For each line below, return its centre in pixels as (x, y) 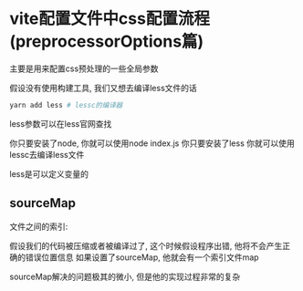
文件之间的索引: (39, 226)
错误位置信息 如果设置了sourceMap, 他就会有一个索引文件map (142, 257)
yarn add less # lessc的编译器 (66, 105)
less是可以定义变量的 (49, 173)
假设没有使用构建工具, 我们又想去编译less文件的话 (104, 88)
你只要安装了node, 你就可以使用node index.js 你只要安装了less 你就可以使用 (152, 143)
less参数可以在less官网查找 (61, 123)
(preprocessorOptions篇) (107, 42)
